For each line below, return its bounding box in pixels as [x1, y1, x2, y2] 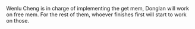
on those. [6, 17, 30, 24]
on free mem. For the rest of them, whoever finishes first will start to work [6, 11, 187, 18]
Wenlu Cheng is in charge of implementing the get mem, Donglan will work [6, 5, 189, 12]
